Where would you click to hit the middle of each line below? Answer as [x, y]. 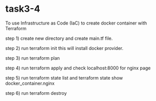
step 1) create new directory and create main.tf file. [59, 38]
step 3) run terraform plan [33, 58]
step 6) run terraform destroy [36, 93]
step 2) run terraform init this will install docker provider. [64, 48]
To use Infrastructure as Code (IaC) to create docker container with [76, 23]
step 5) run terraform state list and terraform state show [64, 78]
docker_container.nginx [30, 83]
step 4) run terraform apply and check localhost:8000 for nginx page [78, 68]
